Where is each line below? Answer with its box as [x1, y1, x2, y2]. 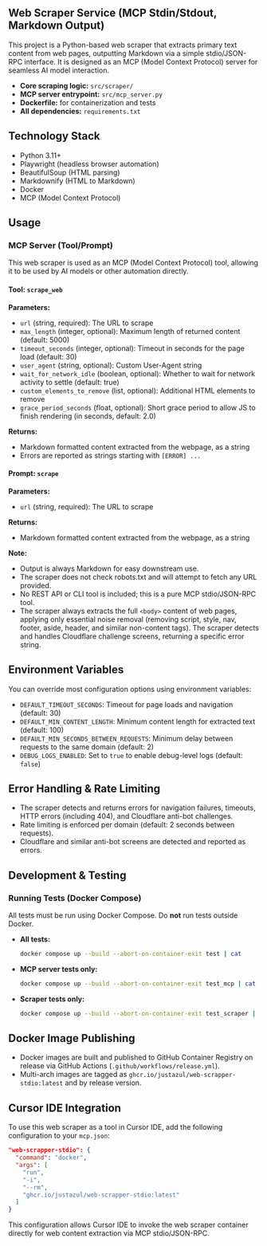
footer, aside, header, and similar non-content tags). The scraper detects [19, 623, 259, 632]
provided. [19, 580, 52, 590]
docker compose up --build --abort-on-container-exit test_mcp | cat [19, 980, 257, 988]
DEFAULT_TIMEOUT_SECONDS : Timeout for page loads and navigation [19, 699, 234, 709]
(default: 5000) [19, 335, 70, 344]
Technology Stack [8, 129, 100, 143]
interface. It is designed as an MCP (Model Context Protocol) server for [24, 57, 258, 66]
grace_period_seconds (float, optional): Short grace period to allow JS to [19, 403, 257, 412]
